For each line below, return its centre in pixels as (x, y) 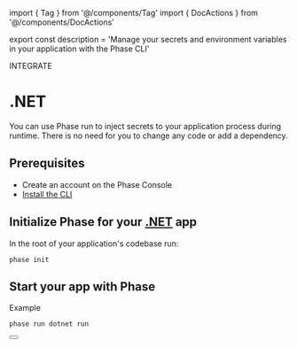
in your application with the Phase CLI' (79, 49)
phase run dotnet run (49, 324)
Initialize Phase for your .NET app (103, 222)
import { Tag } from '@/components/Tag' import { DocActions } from (134, 13)
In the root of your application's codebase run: (94, 244)
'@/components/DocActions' (62, 22)
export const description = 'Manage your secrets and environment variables (148, 39)
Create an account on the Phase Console (97, 184)
